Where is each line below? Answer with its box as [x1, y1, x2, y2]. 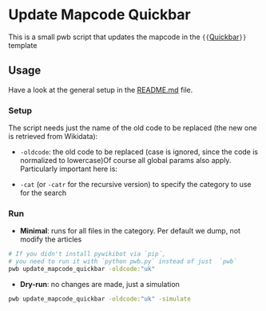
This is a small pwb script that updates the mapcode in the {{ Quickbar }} [8, 32, 247, 42]
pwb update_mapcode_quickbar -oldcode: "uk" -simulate [8, 294, 192, 303]
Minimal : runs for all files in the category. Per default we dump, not [19, 226, 241, 236]
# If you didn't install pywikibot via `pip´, [8, 250, 166, 258]
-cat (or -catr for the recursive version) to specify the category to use [19, 180, 252, 189]
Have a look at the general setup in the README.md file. [8, 85, 193, 94]
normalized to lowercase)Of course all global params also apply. [19, 156, 232, 165]
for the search [19, 188, 66, 197]
